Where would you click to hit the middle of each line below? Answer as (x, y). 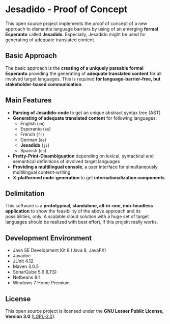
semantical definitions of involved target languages (66, 161)
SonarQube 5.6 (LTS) (35, 272)
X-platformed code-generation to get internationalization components (89, 177)
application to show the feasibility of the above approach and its (73, 211)
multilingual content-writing (41, 172)
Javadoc (22, 256)
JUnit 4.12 (23, 261)
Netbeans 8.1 (26, 277)
